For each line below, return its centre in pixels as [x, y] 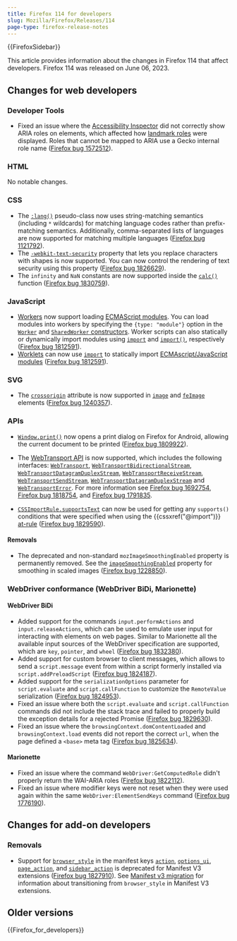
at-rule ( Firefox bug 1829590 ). [61, 523]
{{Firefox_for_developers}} [46, 930]
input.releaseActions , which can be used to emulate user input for [115, 629]
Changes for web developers [72, 90]
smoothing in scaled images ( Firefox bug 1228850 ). [92, 570]
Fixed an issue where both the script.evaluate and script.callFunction [123, 703]
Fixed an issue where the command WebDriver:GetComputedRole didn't [119, 773]
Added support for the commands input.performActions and [105, 621]
